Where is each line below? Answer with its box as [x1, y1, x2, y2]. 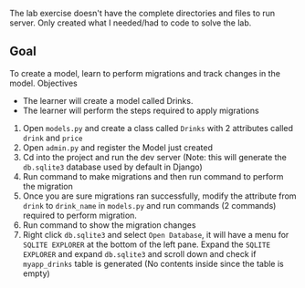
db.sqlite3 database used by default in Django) [22, 161, 203, 172]
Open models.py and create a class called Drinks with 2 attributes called [22, 122, 294, 133]
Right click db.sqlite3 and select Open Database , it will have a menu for [22, 229, 289, 240]
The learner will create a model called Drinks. [22, 95, 194, 106]
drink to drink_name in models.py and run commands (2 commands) [22, 200, 277, 211]
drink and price [22, 132, 83, 143]
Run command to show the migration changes [22, 219, 196, 231]
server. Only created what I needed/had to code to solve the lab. [9, 17, 252, 28]
